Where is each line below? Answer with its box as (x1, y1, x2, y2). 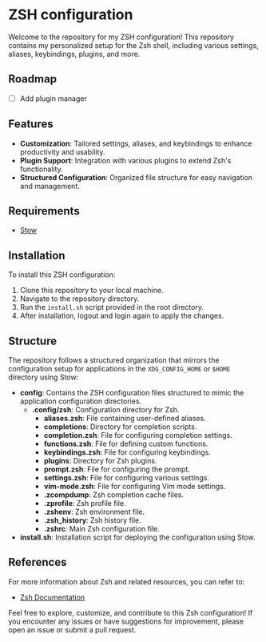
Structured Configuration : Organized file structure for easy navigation (19, 172, 253, 182)
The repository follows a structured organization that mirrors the (8, 355, 220, 365)
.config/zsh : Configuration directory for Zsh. (31, 405, 180, 415)
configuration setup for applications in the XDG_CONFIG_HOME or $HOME (8, 364, 231, 374)
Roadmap (8, 72, 58, 86)
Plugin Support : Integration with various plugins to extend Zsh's (19, 155, 232, 165)
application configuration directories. (19, 396, 142, 406)
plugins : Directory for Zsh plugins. (43, 456, 157, 466)
